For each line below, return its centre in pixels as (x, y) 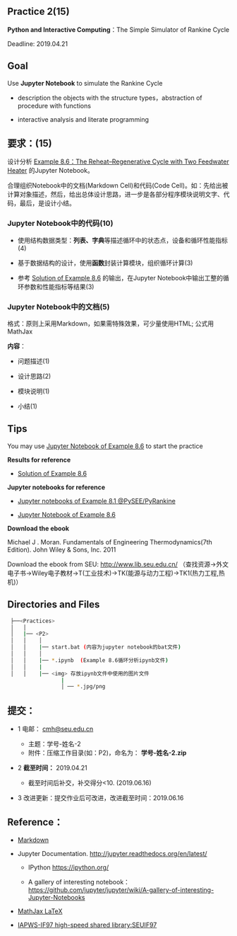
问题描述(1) (34, 361)
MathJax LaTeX (40, 911)
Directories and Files (54, 605)
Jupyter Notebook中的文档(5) (59, 307)
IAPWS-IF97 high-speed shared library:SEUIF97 (87, 925)
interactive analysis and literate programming (83, 119)
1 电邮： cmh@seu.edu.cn (55, 729)
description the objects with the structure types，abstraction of (110, 98)
